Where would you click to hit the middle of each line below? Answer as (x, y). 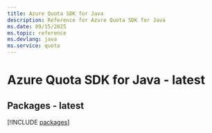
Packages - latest (46, 106)
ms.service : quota (34, 46)
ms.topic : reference (37, 33)
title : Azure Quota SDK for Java (55, 14)
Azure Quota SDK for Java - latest (106, 80)
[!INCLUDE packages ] (38, 122)
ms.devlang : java (32, 39)
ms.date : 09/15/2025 (37, 26)
